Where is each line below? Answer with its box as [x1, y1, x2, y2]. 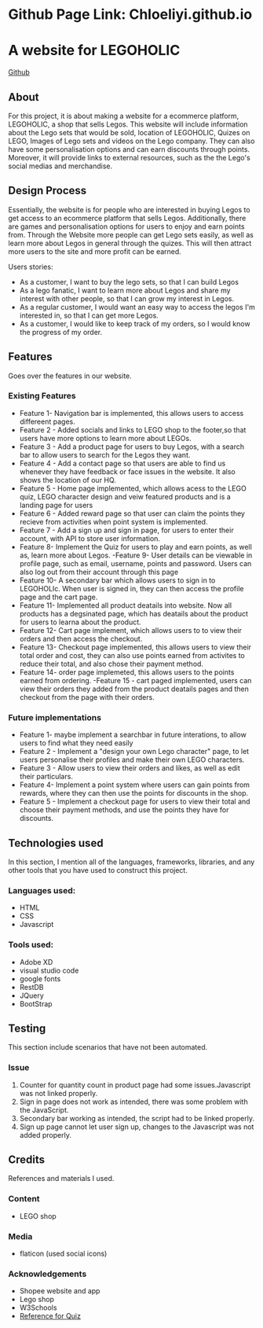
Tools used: [8, 940, 54, 951]
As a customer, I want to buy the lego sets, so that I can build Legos [19, 277, 239, 286]
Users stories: [8, 262, 53, 271]
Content [8, 1194, 41, 1205]
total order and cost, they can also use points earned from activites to [19, 650, 245, 660]
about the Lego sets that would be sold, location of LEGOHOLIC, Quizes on [8, 127, 250, 137]
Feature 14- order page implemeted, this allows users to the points [19, 667, 235, 677]
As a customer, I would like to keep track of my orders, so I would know [19, 318, 250, 328]
